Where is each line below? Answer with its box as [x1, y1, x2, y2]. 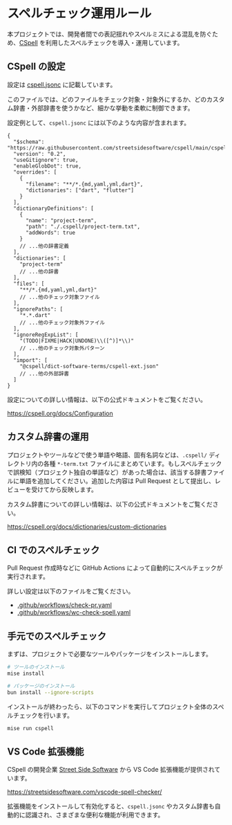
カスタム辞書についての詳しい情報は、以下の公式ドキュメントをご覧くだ [7, 500, 213, 508]
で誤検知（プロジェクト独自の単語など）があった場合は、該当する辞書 [7, 468, 207, 476]
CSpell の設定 [7, 61, 66, 73]
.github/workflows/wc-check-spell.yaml [17, 608, 131, 617]
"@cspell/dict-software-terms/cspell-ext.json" [19, 363, 159, 370]
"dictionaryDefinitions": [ [13, 205, 95, 212]
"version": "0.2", [13, 150, 67, 157]
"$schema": [13, 138, 45, 145]
